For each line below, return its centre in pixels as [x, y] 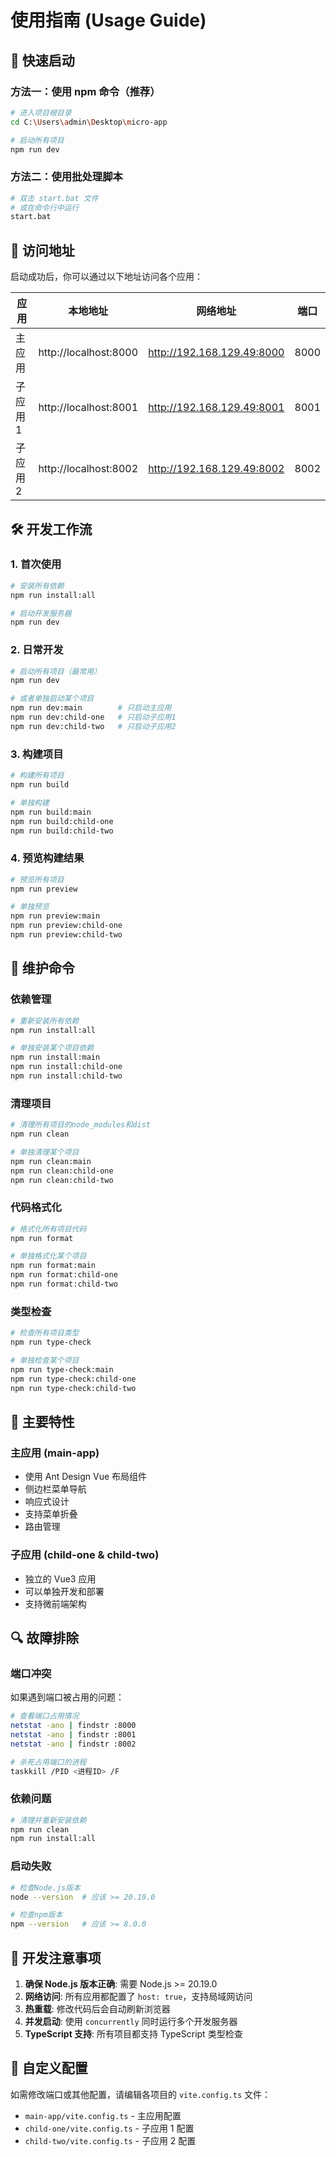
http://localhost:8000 [88, 353]
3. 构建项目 [37, 754]
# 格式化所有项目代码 [48, 1229]
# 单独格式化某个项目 [48, 1256]
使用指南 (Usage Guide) [108, 20]
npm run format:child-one [64, 1275]
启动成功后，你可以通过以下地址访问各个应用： [106, 277]
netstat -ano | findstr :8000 [73, 1726]
